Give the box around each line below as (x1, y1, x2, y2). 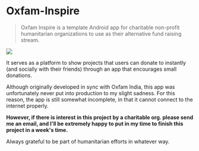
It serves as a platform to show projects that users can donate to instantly (6, 59, 186, 66)
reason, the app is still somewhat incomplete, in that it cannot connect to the (6, 96, 193, 103)
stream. (20, 36, 40, 43)
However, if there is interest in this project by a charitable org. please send (6, 114, 194, 121)
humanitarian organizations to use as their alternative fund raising (20, 30, 182, 37)
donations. (6, 71, 33, 78)
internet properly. (6, 102, 49, 109)
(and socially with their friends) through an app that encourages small (6, 65, 177, 73)
